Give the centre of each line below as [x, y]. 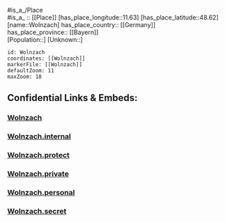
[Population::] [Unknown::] [45, 40]
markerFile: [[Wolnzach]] [45, 65]
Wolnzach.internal [39, 136]
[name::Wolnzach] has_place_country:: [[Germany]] [82, 25]
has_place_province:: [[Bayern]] [53, 32]
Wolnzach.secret [37, 211]
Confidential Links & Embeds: [72, 98]
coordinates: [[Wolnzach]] [46, 58]
